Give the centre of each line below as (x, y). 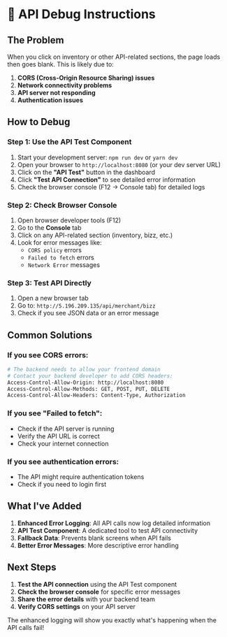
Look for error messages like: (60, 242)
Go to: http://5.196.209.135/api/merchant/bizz (86, 306)
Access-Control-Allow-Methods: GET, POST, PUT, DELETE (89, 389)
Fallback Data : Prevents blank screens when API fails (94, 538)
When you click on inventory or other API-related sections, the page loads (114, 57)
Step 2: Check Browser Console (62, 205)
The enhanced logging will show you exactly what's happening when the (112, 620)
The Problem (36, 40)
